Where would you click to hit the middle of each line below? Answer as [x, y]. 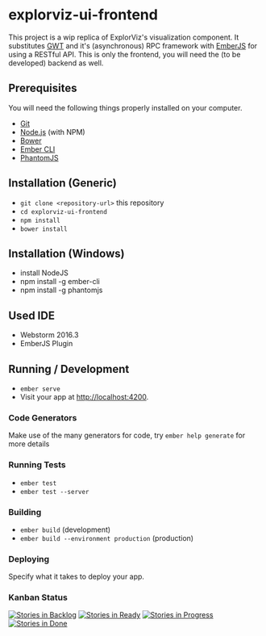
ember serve [40, 389]
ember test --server [54, 492]
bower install [44, 229]
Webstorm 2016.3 [49, 335]
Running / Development [69, 369]
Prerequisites [43, 88]
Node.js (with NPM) [53, 132]
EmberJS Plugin [46, 344]
